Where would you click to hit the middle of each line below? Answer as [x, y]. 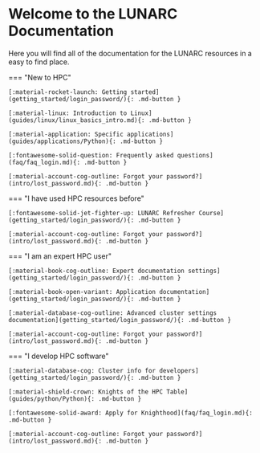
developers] [179, 370]
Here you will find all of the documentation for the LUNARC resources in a [130, 53]
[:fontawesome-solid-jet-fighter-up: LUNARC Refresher [102, 213]
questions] [195, 155]
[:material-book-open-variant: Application [82, 292]
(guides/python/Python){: [51, 398]
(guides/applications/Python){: [62, 141]
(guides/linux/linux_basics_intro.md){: [77, 120]
